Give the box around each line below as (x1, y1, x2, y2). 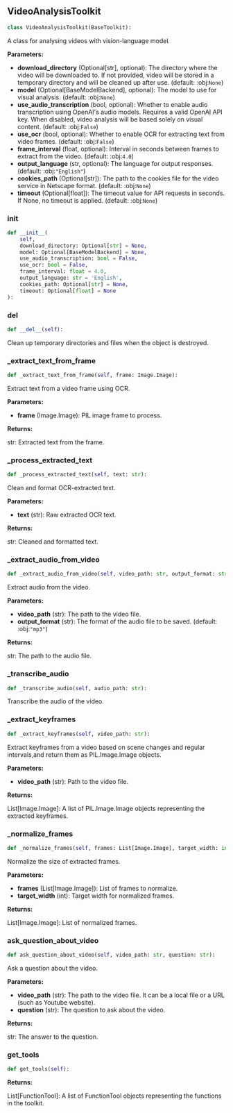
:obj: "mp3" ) (17, 625, 49, 633)
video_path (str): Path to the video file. (17, 777, 129, 785)
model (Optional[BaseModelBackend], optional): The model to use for (17, 85, 217, 94)
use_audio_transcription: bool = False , (19, 255, 138, 262)
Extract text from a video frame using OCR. (7, 384, 130, 392)
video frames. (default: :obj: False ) (17, 137, 114, 145)
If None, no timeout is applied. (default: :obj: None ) (17, 196, 158, 204)
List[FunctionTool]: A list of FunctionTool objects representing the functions (7, 1091, 222, 1100)
